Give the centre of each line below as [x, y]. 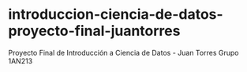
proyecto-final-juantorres [94, 31]
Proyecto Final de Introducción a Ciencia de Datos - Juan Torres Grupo [123, 52]
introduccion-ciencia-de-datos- [116, 14]
